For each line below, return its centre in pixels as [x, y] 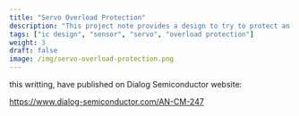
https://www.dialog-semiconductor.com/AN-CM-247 [107, 102]
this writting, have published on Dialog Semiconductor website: [126, 84]
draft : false [34, 51]
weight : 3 [28, 42]
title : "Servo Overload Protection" [77, 17]
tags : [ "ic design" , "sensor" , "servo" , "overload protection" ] [132, 34]
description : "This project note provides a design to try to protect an [150, 26]
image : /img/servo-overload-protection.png [92, 59]
